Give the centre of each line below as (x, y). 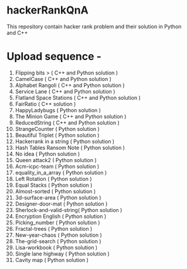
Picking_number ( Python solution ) (57, 222)
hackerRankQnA (47, 10)
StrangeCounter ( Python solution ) (57, 129)
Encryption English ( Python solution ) (61, 216)
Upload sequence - (54, 57)
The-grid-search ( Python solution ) (58, 241)
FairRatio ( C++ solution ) (45, 104)
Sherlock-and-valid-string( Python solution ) (69, 210)
